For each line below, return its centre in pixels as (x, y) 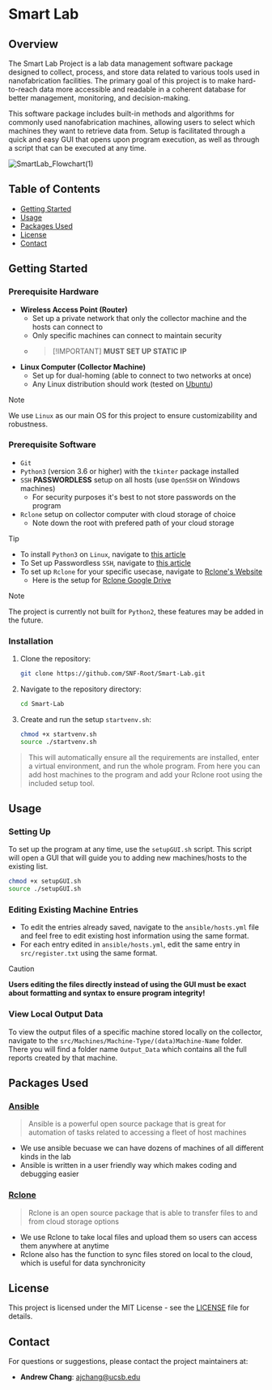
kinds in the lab (45, 1157)
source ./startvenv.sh (58, 742)
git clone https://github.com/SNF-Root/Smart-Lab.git (113, 674)
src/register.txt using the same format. (89, 953)
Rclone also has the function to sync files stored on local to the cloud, (136, 1254)
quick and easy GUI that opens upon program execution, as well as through (134, 139)
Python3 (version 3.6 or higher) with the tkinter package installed (130, 471)
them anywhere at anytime (64, 1246)
